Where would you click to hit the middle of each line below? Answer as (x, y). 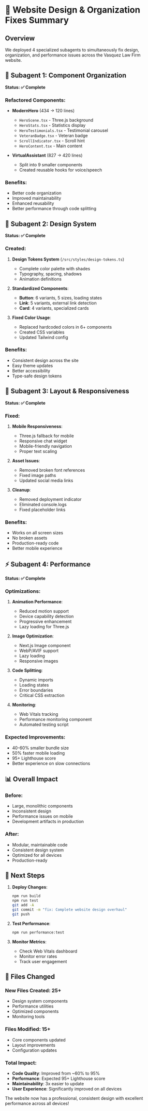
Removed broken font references (52, 470)
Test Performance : (31, 923)
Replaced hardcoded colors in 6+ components (66, 327)
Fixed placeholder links (42, 510)
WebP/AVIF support (39, 651)
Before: (14, 795)
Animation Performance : (37, 602)
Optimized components (35, 1011)
